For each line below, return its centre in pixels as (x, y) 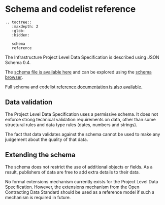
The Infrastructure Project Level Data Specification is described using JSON (82, 57)
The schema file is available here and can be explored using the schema (78, 72)
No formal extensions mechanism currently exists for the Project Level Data (82, 181)
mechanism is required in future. (38, 197)
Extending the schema (40, 155)
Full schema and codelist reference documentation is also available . (74, 87)
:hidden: (20, 35)
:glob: (18, 31)
